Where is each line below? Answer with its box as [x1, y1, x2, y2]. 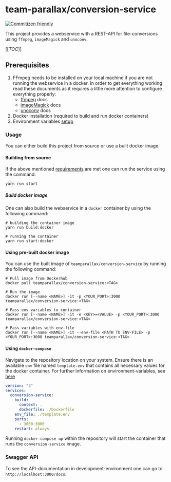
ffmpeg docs [20, 96, 48, 102]
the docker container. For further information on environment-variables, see [5, 367, 166, 374]
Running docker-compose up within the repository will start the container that [5, 435, 166, 441]
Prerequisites [5, 61, 49, 70]
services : [5, 388, 27, 393]
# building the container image [5, 220, 74, 226]
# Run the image [5, 289, 40, 295]
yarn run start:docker [5, 238, 54, 244]
